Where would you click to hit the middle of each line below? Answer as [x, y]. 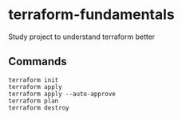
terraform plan [34, 101]
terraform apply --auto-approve [62, 94]
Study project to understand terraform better [82, 37]
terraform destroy [39, 108]
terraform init [34, 80]
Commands [38, 62]
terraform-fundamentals [92, 15]
